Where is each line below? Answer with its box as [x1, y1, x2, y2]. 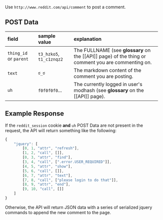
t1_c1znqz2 [38, 56, 63, 62]
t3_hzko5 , [38, 51, 60, 57]
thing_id [7, 51, 28, 56]
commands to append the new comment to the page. [5, 209, 112, 215]
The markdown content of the [73, 67, 142, 73]
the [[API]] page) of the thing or [73, 53, 147, 60]
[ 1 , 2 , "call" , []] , [22, 151, 64, 155]
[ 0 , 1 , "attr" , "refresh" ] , [22, 146, 79, 151]
